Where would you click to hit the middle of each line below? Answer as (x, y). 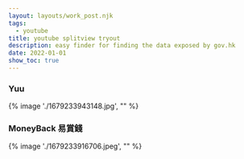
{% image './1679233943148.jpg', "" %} (74, 106)
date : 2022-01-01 (37, 53)
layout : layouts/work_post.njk (61, 16)
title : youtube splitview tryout (64, 38)
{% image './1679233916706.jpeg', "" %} (75, 146)
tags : (17, 23)
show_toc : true (34, 61)
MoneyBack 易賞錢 (45, 128)
